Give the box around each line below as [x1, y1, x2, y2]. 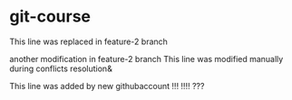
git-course [9, 6, 92, 27]
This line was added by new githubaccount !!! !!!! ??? [9, 80, 205, 91]
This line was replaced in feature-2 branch [9, 36, 168, 47]
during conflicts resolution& [9, 63, 113, 74]
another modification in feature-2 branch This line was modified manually [9, 53, 284, 64]
